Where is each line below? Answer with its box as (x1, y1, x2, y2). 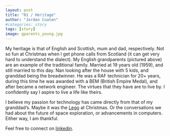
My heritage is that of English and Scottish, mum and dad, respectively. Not (5, 46, 164, 51)
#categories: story (5, 22, 47, 27)
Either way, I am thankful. (5, 115, 59, 121)
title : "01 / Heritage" (5, 12, 56, 17)
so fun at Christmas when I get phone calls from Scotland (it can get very (5, 51, 160, 57)
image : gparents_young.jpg (5, 31, 63, 36)
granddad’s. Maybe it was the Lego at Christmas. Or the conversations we (5, 105, 162, 110)
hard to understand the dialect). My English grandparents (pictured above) (5, 56, 162, 62)
